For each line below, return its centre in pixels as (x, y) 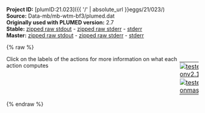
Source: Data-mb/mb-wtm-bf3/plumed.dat (60, 16)
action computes (27, 65)
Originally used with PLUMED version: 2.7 (60, 22)
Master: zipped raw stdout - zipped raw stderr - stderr (75, 35)
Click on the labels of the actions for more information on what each (92, 59)
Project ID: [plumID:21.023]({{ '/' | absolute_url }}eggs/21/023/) (86, 9)
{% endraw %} (25, 104)
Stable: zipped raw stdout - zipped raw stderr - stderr (74, 29)
